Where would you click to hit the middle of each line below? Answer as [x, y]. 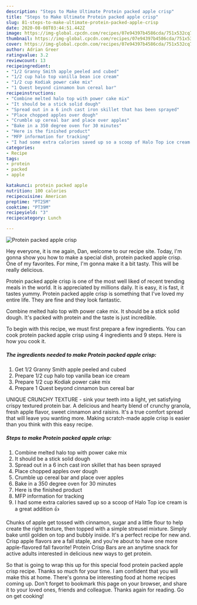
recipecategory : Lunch [34, 218]
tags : [13, 159]
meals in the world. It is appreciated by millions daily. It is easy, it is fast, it [95, 287]
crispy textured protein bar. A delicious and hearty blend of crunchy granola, [98, 405]
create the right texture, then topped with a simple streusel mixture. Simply [96, 528]
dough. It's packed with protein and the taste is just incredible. [81, 317]
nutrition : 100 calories [36, 191]
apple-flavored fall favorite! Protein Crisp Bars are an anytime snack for [92, 547]
